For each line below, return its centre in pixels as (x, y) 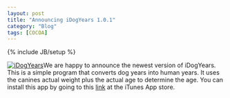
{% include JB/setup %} (41, 52)
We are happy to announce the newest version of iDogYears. (130, 65)
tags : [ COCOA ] (28, 33)
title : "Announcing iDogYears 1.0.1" (61, 20)
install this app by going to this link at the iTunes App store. (91, 87)
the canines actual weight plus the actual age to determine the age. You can (115, 80)
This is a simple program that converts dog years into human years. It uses (113, 73)
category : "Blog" (32, 26)
